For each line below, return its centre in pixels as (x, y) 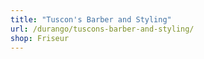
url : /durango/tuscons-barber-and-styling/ (102, 29)
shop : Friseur (40, 38)
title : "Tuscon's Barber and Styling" (91, 19)
